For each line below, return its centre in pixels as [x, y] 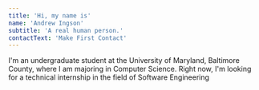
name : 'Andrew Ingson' [46, 23]
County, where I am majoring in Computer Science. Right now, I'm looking [130, 69]
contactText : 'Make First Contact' [68, 38]
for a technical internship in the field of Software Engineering [109, 77]
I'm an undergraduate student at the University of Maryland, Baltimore [124, 61]
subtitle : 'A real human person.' [66, 30]
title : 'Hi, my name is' [50, 16]
